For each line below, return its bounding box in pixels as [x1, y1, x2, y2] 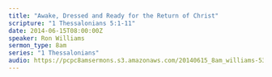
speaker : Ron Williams [8, 34, 85, 43]
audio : [8, 57, 31, 65]
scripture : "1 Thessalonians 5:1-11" [8, 19, 136, 27]
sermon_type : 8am [8, 42, 67, 50]
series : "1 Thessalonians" [8, 49, 100, 57]
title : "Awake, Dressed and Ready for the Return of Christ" [8, 11, 219, 20]
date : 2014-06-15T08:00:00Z [8, 26, 104, 34]
